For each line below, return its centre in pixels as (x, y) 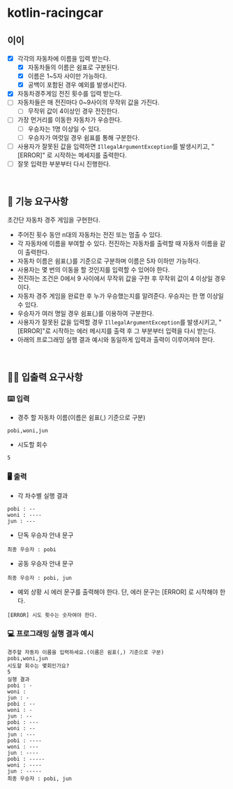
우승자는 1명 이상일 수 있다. (64, 129)
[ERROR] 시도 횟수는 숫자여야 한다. (52, 615)
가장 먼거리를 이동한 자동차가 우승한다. (69, 120)
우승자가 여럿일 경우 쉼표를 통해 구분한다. (84, 137)
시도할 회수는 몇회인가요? (38, 666)
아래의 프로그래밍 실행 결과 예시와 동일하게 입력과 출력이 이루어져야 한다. (116, 339)
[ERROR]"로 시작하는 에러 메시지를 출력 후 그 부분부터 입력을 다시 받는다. (116, 331)
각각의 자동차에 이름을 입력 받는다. (64, 58)
